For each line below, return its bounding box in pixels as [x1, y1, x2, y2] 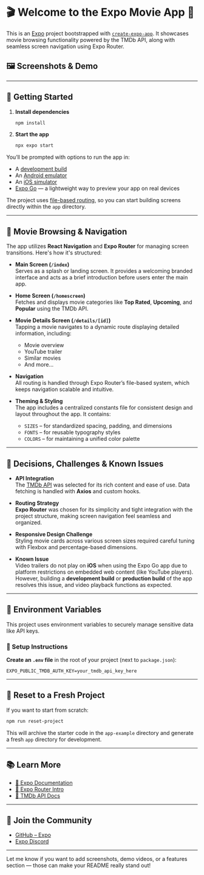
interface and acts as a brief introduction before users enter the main [15, 274, 188, 281]
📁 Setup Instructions [6, 642, 68, 651]
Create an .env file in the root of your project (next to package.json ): [6, 656, 177, 664]
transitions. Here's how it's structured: [6, 249, 102, 256]
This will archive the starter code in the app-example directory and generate [6, 729, 194, 736]
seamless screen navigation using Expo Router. [6, 43, 124, 50]
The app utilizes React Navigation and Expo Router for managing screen [6, 242, 189, 250]
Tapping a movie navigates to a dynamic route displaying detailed [15, 323, 179, 331]
